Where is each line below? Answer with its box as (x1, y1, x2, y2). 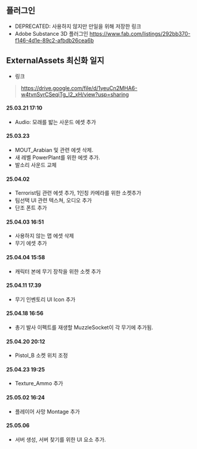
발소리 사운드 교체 (14, 162, 57, 169)
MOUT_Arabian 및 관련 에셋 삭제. (14, 147, 94, 154)
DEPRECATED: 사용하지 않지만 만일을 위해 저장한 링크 (14, 23, 141, 30)
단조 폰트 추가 (14, 205, 47, 212)
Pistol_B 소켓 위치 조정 (14, 352, 68, 359)
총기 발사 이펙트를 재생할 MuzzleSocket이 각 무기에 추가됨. (14, 324, 153, 331)
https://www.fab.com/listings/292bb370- (89, 30, 191, 37)
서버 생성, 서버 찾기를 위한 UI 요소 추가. (14, 436, 106, 443)
